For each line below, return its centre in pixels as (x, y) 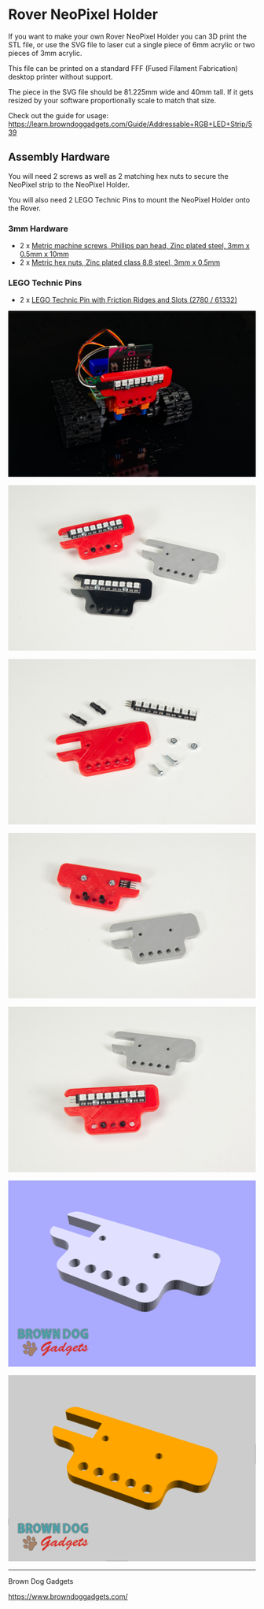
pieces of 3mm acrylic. (45, 53)
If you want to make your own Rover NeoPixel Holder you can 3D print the (128, 36)
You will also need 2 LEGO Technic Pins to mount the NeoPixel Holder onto (129, 199)
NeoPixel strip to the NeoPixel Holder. (69, 184)
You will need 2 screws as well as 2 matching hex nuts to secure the (119, 176)
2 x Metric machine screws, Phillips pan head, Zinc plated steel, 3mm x (134, 246)
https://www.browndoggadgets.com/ (68, 1596)
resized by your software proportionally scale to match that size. (112, 100)
